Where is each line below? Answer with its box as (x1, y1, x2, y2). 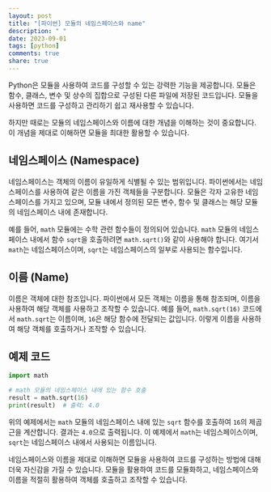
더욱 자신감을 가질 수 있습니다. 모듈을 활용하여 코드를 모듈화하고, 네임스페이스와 (8, 464, 259, 474)
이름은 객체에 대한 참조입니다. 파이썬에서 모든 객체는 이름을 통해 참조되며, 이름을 (8, 293, 261, 303)
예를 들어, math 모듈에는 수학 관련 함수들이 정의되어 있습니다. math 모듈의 (8, 224, 238, 234)
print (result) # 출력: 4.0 (8, 401, 100, 409)
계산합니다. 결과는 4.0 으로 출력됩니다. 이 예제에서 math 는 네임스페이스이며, (23, 426, 259, 437)
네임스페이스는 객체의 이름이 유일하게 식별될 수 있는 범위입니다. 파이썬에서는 (8, 176, 248, 186)
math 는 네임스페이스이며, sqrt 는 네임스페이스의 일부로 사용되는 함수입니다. (8, 244, 243, 254)
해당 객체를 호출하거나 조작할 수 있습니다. (16, 324, 147, 333)
